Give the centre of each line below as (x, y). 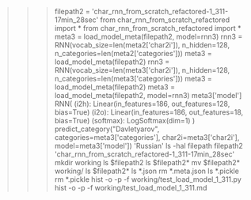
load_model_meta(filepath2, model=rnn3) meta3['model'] (148, 95)
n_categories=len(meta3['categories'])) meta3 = (133, 79)
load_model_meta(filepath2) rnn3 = (112, 62)
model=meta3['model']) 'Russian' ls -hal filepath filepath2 (148, 146)
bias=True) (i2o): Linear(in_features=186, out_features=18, (149, 112)
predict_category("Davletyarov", (107, 129)
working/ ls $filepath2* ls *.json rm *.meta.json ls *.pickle (146, 171)
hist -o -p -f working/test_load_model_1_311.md (131, 188)
